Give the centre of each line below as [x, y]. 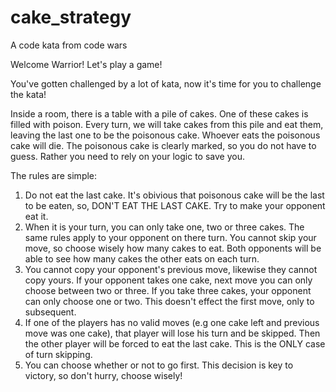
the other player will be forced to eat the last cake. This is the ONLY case [175, 343]
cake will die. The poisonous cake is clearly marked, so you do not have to [163, 145]
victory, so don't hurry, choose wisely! [103, 375]
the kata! [28, 94]
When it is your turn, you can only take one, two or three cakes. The [164, 227]
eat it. [36, 216]
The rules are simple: [54, 175]
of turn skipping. [58, 354]
